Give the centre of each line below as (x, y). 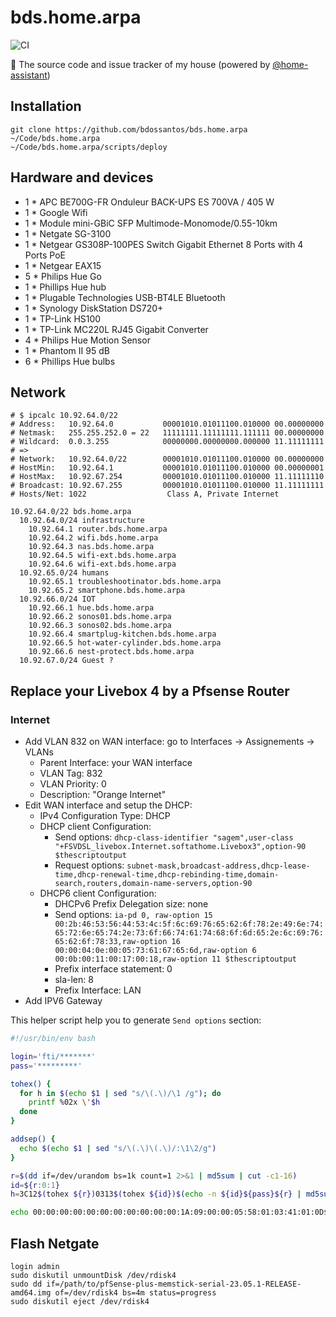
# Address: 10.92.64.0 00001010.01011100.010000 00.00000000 (167, 424)
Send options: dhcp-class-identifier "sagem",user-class (174, 837)
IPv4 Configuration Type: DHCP (105, 816)
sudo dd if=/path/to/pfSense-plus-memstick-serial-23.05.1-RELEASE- (156, 1284)
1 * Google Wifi (56, 212)
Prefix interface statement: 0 (113, 969)
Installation (46, 106)
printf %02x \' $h (64, 1102)
